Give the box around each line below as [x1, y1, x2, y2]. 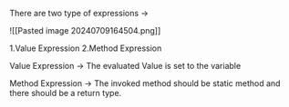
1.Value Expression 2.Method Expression [9, 43, 162, 53]
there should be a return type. [9, 88, 122, 98]
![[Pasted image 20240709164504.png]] [9, 25, 161, 35]
